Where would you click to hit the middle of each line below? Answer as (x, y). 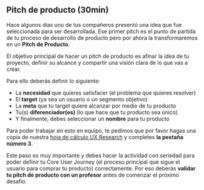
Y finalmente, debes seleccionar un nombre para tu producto (92, 119)
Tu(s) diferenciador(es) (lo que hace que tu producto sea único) (97, 112)
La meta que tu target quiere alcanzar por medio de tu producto (96, 106)
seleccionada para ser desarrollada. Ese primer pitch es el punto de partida (101, 31)
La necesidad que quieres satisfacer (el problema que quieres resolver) (106, 93)
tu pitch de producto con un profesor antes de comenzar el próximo (93, 175)
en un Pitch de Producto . (38, 44)
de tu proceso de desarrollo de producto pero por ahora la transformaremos (102, 38)
